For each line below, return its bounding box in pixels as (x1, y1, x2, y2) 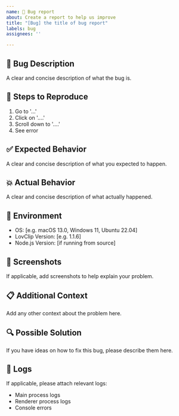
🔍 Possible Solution (6, 328, 82, 338)
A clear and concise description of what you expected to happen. (6, 160, 167, 167)
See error (14, 126, 39, 134)
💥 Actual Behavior (6, 177, 76, 188)
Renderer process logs (14, 398, 71, 405)
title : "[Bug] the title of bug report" (6, 20, 109, 26)
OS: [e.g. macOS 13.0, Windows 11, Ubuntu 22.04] (14, 227, 138, 234)
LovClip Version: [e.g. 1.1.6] (14, 233, 82, 240)
